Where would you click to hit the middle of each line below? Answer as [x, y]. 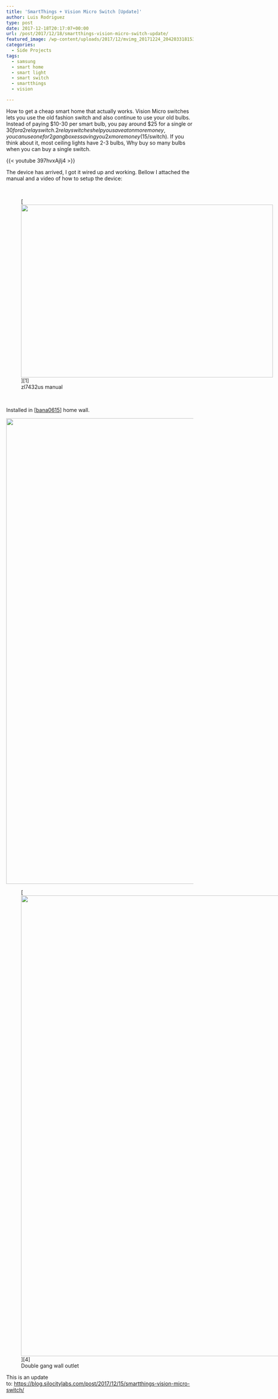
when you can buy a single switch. [48, 149]
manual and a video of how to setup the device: [64, 178]
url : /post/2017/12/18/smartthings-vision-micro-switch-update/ [87, 34]
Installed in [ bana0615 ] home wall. [48, 410]
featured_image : [26, 39]
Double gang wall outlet [50, 1366]
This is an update [27, 1377]
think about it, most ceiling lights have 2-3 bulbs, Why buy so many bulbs [96, 143]
